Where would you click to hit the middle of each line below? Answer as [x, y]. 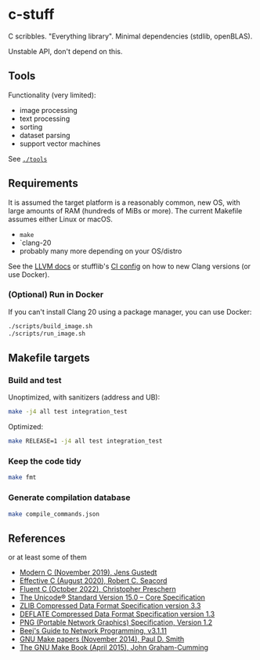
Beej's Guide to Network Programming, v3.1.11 [93, 631]
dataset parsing [45, 135]
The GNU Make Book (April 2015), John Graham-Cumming [114, 647]
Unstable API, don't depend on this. [65, 51]
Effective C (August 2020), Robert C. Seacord [93, 581]
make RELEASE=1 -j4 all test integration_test [85, 441]
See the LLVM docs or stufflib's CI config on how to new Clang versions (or [130, 266]
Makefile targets [49, 358]
